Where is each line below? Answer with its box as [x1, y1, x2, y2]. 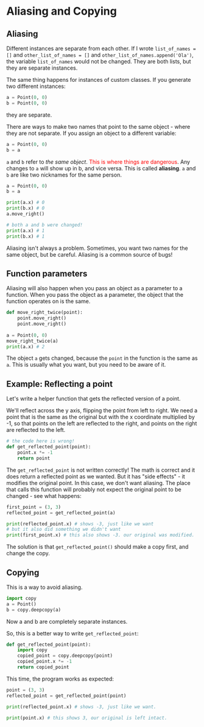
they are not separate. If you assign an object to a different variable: [6, 130, 177, 137]
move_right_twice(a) [6, 338, 59, 344]
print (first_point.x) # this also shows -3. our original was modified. [6, 532, 195, 538]
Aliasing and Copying [6, 4, 117, 18]
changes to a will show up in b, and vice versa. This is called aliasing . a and [6, 164, 196, 172]
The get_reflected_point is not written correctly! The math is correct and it [6, 466, 195, 473]
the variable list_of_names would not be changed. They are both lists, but [6, 58, 191, 65]
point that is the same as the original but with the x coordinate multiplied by [6, 414, 195, 421]
